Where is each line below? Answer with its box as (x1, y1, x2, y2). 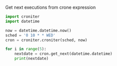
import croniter (5, 14, 40, 19)
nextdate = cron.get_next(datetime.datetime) (14, 51, 113, 56)
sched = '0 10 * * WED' (5, 32, 56, 38)
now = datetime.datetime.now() (5, 28, 72, 33)
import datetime (5, 19, 40, 24)
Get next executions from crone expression (5, 5, 96, 10)
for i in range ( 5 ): (5, 47, 47, 52)
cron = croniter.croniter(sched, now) (5, 38, 87, 43)
